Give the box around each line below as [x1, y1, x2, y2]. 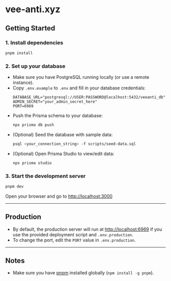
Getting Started [5, 24, 55, 33]
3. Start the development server [5, 172, 86, 179]
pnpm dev [5, 184, 24, 189]
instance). [12, 80, 34, 86]
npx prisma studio [12, 160, 52, 166]
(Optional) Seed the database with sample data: [12, 131, 113, 138]
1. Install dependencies [5, 39, 64, 46]
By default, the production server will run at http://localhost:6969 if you [12, 226, 162, 232]
